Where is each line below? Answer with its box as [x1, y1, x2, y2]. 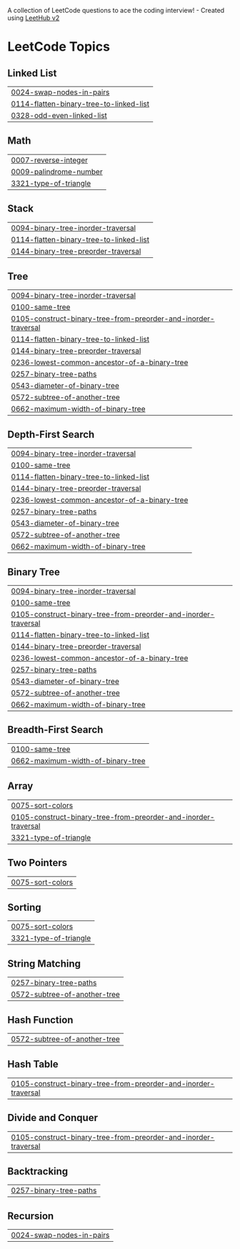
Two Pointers [7, 857, 68, 869]
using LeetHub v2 [7, 14, 60, 22]
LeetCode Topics [7, 39, 111, 55]
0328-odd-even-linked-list [11, 111, 107, 120]
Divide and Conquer [7, 1112, 99, 1124]
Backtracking [7, 1165, 69, 1178]
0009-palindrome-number [11, 166, 103, 176]
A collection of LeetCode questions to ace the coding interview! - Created [7, 6, 225, 14]
